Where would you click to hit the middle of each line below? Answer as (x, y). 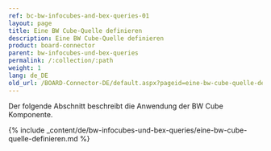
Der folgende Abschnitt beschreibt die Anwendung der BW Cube (116, 106)
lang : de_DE (28, 75)
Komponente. (31, 114)
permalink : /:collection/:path (61, 61)
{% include (27, 130)
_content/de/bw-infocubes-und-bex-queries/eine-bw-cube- (147, 130)
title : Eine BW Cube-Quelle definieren (75, 31)
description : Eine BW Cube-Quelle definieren (86, 38)
